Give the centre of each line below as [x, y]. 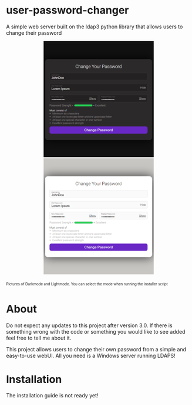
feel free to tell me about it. [39, 338]
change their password [34, 32]
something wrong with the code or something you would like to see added [96, 331]
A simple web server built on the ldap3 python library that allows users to [95, 27]
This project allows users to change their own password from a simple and [96, 349]
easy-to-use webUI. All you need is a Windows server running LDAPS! [91, 355]
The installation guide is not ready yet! [52, 396]
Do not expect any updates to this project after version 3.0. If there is [89, 325]
